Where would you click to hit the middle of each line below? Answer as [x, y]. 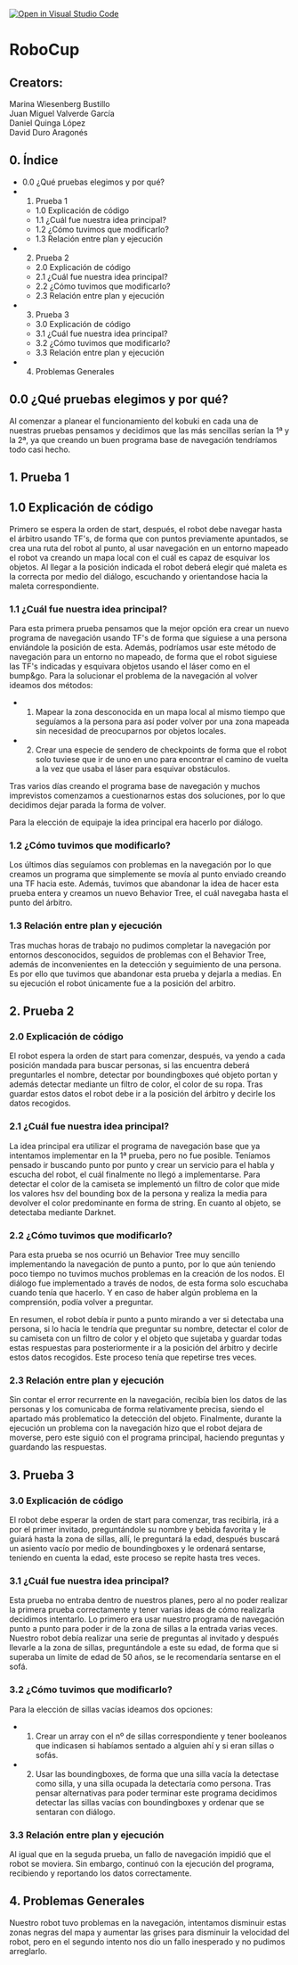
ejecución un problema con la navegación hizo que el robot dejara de [136, 1428]
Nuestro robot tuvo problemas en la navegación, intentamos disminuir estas [148, 1922]
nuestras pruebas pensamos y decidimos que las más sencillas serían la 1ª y [149, 430]
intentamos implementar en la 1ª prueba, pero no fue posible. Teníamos [140, 1155]
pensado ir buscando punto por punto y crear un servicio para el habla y [142, 1164]
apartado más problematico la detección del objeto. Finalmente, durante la [145, 1418]
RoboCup [44, 50]
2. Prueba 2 [42, 1011]
